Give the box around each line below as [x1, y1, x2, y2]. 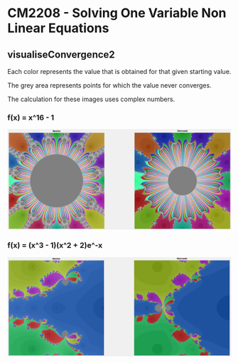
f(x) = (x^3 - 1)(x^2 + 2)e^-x [7, 241, 103, 251]
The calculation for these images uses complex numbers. [7, 95, 175, 103]
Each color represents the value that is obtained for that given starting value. [7, 68, 232, 75]
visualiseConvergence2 [7, 48, 115, 60]
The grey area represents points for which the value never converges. [7, 81, 212, 90]
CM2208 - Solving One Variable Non [7, 5, 227, 21]
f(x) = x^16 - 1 [7, 112, 55, 122]
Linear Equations [7, 20, 109, 36]
